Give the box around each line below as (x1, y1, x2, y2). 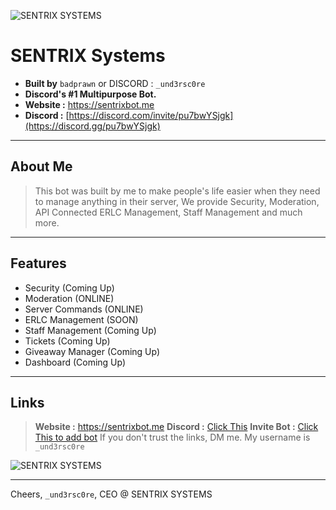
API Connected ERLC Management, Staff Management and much (34, 206, 303, 218)
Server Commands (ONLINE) (24, 303, 144, 315)
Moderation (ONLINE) (24, 292, 115, 304)
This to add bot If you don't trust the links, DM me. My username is (34, 431, 311, 444)
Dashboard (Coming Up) (24, 356, 127, 368)
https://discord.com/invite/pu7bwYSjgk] (68, 109, 234, 121)
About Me (10, 158, 73, 175)
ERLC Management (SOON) (24, 313, 139, 325)
